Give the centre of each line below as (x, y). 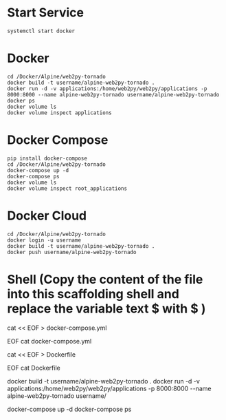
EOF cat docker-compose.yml (49, 341)
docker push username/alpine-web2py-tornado (72, 252)
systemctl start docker (41, 31)
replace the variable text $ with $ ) (106, 308)
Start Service (46, 13)
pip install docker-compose (47, 158)
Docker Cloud (47, 216)
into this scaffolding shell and (93, 294)
